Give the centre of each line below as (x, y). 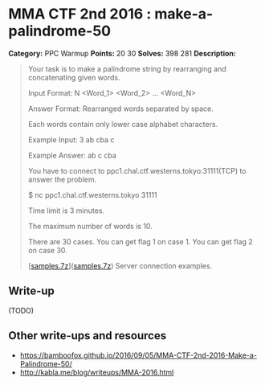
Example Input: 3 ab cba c (71, 139)
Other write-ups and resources (88, 336)
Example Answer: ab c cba (72, 155)
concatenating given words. (74, 77)
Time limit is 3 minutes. (66, 211)
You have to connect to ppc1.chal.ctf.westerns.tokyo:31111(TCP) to (137, 170)
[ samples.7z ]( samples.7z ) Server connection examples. (120, 265)
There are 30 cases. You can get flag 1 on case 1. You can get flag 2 (140, 241)
